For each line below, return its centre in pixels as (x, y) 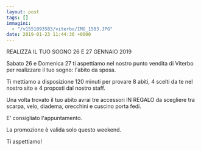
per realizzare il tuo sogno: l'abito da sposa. (61, 70)
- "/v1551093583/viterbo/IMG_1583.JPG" (62, 29)
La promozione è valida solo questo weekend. (64, 130)
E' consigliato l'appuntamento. (44, 118)
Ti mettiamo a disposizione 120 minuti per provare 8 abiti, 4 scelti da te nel (100, 82)
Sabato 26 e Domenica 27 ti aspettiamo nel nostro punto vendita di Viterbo (100, 64)
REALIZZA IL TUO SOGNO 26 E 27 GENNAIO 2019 (69, 52)
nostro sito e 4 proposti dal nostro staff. (56, 88)
